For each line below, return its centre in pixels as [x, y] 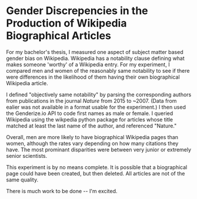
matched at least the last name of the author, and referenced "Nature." [91, 126]
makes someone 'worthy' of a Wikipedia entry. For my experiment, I [88, 64]
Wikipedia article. [27, 83]
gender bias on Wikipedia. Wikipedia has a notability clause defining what [96, 58]
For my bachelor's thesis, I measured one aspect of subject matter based [95, 52]
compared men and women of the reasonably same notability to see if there [98, 70]
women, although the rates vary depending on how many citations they [92, 143]
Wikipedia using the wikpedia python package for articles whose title [90, 119]
